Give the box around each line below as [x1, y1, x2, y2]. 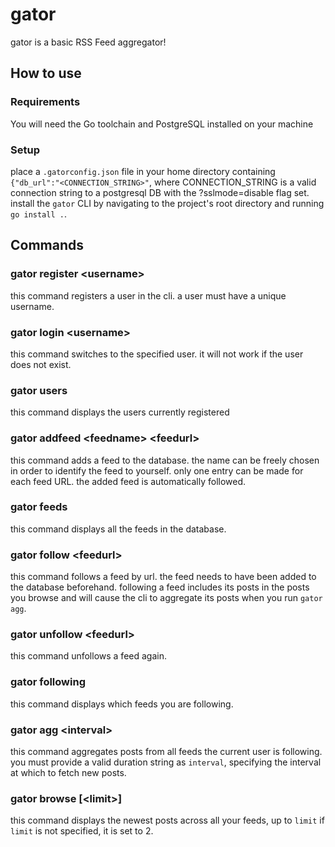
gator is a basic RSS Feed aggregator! [10, 36, 167, 48]
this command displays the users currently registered [10, 406, 230, 418]
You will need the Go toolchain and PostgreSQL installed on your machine [10, 118, 314, 130]
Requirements [10, 95, 81, 109]
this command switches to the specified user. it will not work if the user [10, 348, 304, 360]
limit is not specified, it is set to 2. [10, 825, 154, 837]
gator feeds [10, 500, 68, 514]
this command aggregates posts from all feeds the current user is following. [10, 745, 323, 757]
